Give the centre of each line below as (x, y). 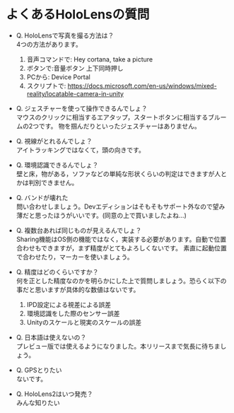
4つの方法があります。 (49, 44)
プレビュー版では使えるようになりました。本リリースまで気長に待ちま (118, 346)
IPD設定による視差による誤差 (69, 304)
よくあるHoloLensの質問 (78, 14)
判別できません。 (53, 182)
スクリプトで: (46, 86)
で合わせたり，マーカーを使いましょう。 (75, 257)
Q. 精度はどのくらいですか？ (57, 272)
